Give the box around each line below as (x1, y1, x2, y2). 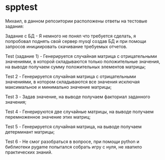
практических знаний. (5, 149, 52, 155)
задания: (5, 23, 24, 29)
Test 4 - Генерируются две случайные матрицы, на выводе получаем (5, 109, 154, 115)
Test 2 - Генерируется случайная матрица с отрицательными (5, 73, 136, 79)
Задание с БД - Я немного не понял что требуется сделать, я (5, 33, 136, 39)
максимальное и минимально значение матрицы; (5, 84, 112, 90)
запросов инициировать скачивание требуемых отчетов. (5, 43, 128, 49)
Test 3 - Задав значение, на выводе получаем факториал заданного (5, 94, 151, 100)
